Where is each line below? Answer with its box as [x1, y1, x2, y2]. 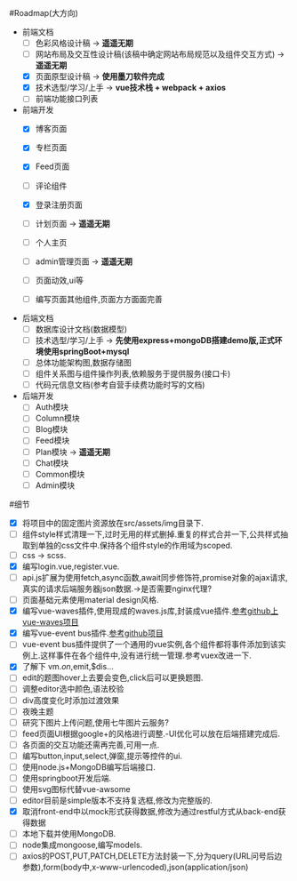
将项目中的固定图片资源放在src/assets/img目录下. [21, 517, 205, 528]
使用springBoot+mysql [43, 346, 130, 357]
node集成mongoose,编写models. [21, 839, 143, 851]
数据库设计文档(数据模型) [35, 324, 127, 334]
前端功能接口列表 [35, 93, 99, 104]
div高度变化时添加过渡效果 [21, 694, 120, 705]
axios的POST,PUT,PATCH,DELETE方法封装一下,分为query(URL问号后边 [21, 851, 283, 861]
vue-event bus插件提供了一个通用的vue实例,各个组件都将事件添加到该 [21, 639, 278, 650]
